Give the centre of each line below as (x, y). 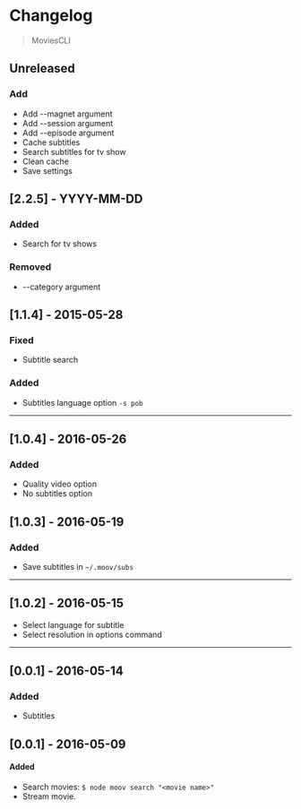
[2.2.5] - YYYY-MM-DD (76, 199)
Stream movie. (49, 796)
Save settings (47, 170)
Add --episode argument (68, 133)
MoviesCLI (51, 40)
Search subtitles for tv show (74, 151)
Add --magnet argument (68, 114)
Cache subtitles (51, 142)
